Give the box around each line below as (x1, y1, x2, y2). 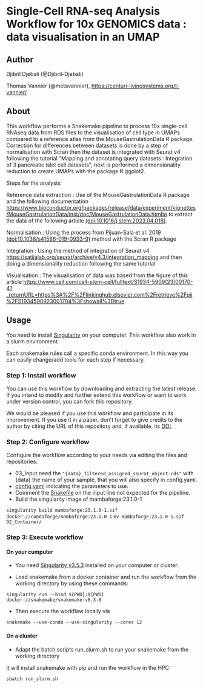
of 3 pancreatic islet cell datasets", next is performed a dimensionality (6, 161, 181, 168)
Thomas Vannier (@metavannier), (6, 82, 90, 89)
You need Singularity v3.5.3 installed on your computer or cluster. (15, 562, 179, 569)
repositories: (6, 458, 38, 466)
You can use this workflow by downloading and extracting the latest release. (6, 385, 197, 392)
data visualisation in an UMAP (6, 30, 160, 44)
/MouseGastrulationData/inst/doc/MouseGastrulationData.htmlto (6, 210, 168, 218)
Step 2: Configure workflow (6, 438, 90, 446)
